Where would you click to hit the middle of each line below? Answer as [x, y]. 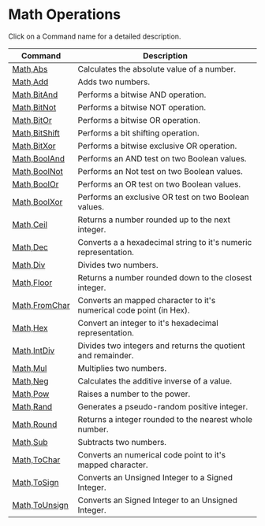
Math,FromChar [41, 305]
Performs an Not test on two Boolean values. [160, 171]
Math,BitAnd [35, 94]
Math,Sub [30, 442]
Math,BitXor [34, 146]
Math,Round [35, 424]
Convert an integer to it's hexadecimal [148, 323]
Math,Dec [30, 247]
